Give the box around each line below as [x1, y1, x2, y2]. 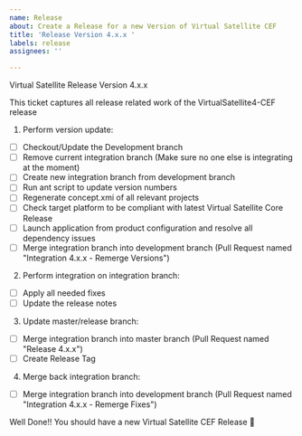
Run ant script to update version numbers [22, 182, 178, 193]
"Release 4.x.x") [22, 343, 83, 354]
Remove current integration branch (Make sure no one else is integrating [22, 152, 294, 163]
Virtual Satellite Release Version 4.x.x [9, 80, 148, 90]
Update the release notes [22, 298, 118, 308]
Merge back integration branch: [22, 371, 141, 382]
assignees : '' [9, 47, 63, 56]
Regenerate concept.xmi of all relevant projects [22, 192, 200, 204]
